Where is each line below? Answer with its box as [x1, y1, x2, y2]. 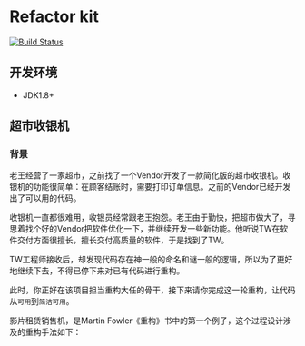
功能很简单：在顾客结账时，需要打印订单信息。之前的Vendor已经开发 [33, 182, 291, 193]
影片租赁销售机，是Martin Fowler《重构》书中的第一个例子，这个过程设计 [9, 315, 284, 326]
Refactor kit [9, 6, 100, 27]
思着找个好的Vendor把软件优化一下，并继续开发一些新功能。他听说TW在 [9, 223, 280, 234]
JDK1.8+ [22, 89, 54, 101]
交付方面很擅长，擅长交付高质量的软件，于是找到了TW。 [16, 234, 230, 246]
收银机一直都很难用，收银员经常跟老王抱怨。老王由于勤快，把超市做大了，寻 [9, 212, 296, 223]
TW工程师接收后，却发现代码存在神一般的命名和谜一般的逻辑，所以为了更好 [9, 254, 293, 265]
